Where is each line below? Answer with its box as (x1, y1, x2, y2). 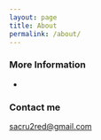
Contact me (9, 101, 61, 113)
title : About (9, 21, 58, 30)
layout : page (9, 12, 58, 22)
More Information (9, 58, 86, 71)
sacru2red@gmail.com (9, 121, 92, 131)
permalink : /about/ (9, 29, 82, 38)
